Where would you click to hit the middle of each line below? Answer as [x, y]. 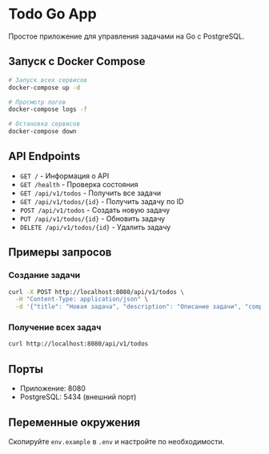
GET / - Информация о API [64, 176]
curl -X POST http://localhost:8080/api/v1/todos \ [96, 292]
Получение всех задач [55, 328]
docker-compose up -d [44, 88]
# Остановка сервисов [44, 124]
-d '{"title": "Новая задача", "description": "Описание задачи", [128, 307]
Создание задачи [44, 276]
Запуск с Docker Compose [77, 61]
